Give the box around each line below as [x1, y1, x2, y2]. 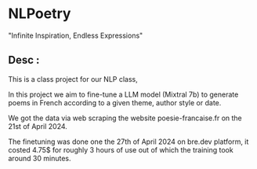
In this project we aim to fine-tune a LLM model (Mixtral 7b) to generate [8, 90, 239, 99]
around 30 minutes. [8, 153, 72, 163]
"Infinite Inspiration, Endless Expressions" [8, 31, 143, 40]
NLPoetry [8, 5, 71, 23]
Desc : [8, 53, 40, 67]
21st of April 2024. [8, 121, 68, 130]
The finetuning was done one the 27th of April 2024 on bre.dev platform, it [8, 137, 249, 146]
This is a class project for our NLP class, [8, 74, 139, 83]
